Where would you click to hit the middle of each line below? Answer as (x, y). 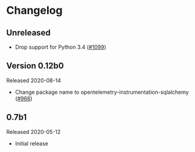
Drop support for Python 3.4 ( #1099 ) (61, 47)
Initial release (31, 143)
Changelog (34, 11)
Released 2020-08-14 (34, 80)
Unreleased (29, 33)
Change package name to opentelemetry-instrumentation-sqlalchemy (102, 92)
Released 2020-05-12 (34, 132)
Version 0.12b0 (35, 66)
